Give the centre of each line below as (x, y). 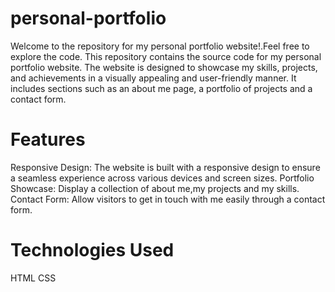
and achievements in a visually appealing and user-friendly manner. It (153, 78)
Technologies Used (92, 250)
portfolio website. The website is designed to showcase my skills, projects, (164, 67)
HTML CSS (33, 278)
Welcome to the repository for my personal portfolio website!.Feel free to (160, 46)
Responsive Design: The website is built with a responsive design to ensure (165, 167)
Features (48, 139)
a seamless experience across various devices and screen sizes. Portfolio (162, 178)
